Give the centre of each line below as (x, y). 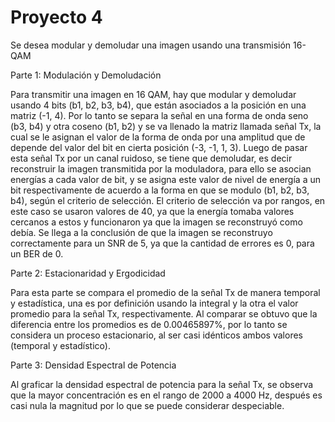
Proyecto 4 (56, 17)
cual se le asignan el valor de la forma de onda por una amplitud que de (158, 137)
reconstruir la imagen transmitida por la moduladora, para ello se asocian (161, 168)
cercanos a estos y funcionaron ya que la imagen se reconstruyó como (156, 222)
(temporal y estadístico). (60, 345)
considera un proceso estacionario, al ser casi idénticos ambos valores (156, 335)
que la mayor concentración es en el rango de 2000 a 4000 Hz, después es (166, 395)
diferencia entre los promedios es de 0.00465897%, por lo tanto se (149, 324)
